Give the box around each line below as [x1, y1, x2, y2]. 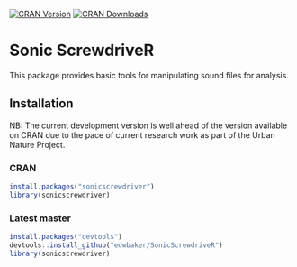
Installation [9, 96, 74, 112]
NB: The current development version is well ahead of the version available [9, 120, 288, 131]
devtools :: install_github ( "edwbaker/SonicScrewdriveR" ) [9, 240, 223, 250]
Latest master [9, 212, 72, 225]
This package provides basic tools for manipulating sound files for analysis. [9, 69, 290, 80]
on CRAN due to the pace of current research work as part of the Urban [9, 129, 276, 140]
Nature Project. [9, 139, 66, 150]
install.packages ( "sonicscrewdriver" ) [9, 182, 155, 191]
